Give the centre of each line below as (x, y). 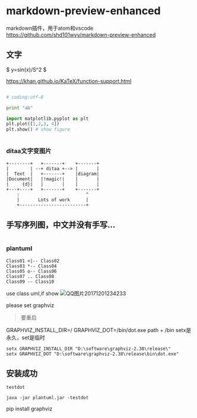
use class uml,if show (33, 293)
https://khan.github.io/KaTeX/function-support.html (69, 81)
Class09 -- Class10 (30, 282)
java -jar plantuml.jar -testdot (47, 398)
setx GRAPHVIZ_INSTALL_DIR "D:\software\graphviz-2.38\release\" (88, 349)
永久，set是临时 (26, 337)
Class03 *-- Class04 (32, 266)
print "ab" (20, 108)
